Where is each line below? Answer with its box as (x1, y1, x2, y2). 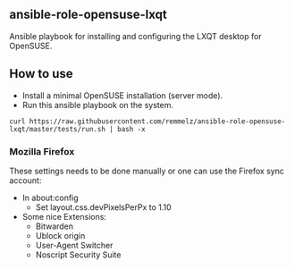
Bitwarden (35, 221, 74, 231)
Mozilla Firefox (9, 145, 75, 157)
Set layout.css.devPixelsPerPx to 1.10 (35, 201, 172, 213)
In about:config (21, 192, 79, 203)
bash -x (117, 124, 146, 133)
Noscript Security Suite (35, 249, 122, 260)
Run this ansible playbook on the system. (21, 99, 174, 110)
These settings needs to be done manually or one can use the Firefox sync (9, 165, 284, 176)
